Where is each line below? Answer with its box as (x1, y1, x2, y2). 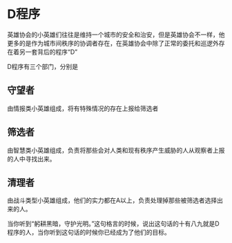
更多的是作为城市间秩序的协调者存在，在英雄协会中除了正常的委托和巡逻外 (7, 39, 219, 47)
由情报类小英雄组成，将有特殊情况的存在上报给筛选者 (7, 104, 159, 113)
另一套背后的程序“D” (19, 48, 78, 56)
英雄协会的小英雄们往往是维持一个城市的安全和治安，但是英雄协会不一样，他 (7, 30, 225, 39)
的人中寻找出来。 (7, 155, 56, 163)
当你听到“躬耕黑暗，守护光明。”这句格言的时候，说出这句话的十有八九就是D (7, 220, 220, 228)
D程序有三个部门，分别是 (7, 62, 79, 70)
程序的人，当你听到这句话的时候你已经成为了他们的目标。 (7, 229, 171, 237)
